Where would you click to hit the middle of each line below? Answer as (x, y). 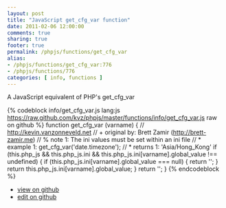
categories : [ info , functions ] (55, 77)
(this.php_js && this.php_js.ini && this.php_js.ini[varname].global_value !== (112, 154)
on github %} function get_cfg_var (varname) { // (76, 125)
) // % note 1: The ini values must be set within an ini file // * (117, 140)
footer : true (26, 45)
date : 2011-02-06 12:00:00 (46, 26)
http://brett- (190, 132)
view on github (38, 189)
